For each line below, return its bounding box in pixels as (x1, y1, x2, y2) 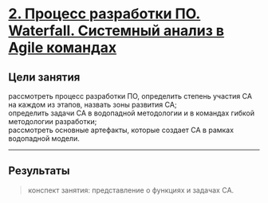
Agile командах (8, 39, 117, 57)
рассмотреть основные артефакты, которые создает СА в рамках (8, 125, 234, 135)
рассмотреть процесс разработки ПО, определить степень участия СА (8, 92, 253, 100)
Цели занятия (8, 70, 81, 84)
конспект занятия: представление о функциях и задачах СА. (27, 185, 235, 195)
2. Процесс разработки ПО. (8, 5, 201, 23)
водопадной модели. (8, 134, 80, 143)
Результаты (8, 164, 70, 178)
